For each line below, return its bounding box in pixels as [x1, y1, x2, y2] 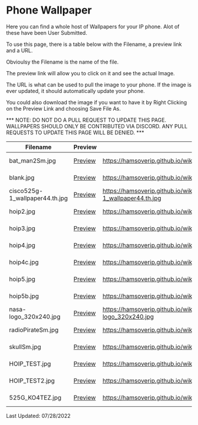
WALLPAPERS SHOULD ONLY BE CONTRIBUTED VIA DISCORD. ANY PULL [6, 122, 187, 130]
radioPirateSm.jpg [9, 326, 59, 334]
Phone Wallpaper [6, 4, 93, 17]
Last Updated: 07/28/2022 [6, 412, 71, 419]
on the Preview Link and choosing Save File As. [6, 105, 121, 112]
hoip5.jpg [9, 275, 35, 283]
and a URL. [6, 47, 33, 54]
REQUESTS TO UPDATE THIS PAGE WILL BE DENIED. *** [6, 129, 144, 136]
